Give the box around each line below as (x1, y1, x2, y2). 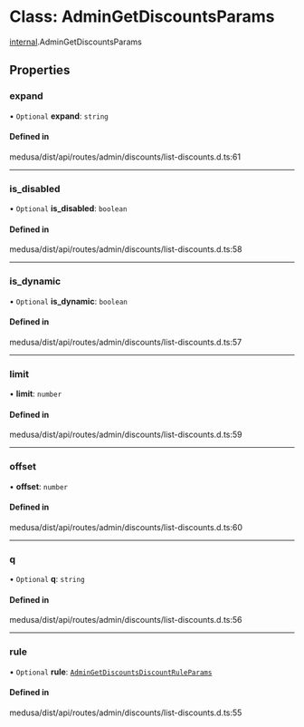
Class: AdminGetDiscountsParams (9, 6, 275, 27)
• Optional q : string (9, 574, 85, 585)
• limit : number (9, 388, 62, 400)
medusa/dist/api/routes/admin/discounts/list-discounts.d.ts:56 (9, 615, 242, 625)
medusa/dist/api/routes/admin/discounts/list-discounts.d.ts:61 (9, 151, 242, 162)
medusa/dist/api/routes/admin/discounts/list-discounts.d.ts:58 (9, 244, 242, 255)
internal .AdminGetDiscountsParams (9, 36, 142, 47)
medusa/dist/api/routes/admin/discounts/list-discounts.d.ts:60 (9, 521, 242, 532)
